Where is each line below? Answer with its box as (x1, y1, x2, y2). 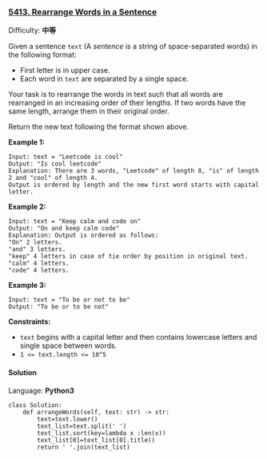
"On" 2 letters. (8, 238, 62, 246)
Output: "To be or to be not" (8, 303, 110, 311)
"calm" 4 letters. (8, 259, 70, 268)
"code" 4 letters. (8, 266, 70, 274)
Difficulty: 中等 (8, 26, 57, 35)
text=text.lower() (37, 415, 98, 423)
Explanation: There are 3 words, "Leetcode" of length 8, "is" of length (8, 167, 260, 175)
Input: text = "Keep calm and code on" (8, 218, 141, 226)
